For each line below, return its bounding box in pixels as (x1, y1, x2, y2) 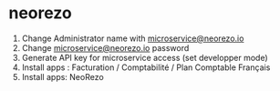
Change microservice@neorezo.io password (21, 42, 190, 53)
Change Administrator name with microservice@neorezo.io (21, 33, 244, 44)
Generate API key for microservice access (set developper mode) (21, 52, 268, 63)
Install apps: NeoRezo (21, 71, 104, 82)
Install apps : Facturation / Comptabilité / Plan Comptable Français (21, 62, 271, 73)
